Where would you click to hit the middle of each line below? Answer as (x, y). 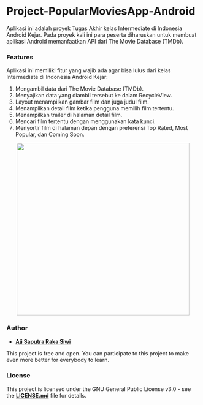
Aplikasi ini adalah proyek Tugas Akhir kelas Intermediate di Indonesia (94, 28)
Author (17, 328)
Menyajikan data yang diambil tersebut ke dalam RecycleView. (94, 96)
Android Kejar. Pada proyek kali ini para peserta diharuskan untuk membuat (101, 34)
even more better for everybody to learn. (58, 360)
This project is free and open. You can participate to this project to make (98, 353)
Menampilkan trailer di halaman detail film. (69, 115)
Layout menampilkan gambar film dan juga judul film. (82, 102)
